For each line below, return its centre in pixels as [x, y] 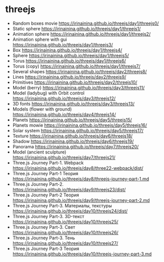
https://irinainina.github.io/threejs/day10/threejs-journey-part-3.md [82, 254]
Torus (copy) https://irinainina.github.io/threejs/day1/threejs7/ [76, 66]
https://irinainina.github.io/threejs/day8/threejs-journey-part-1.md [81, 179]
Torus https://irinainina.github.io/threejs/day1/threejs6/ [69, 61]
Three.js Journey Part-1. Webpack [48, 163]
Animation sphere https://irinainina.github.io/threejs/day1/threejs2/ [81, 34]
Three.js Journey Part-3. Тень [44, 238]
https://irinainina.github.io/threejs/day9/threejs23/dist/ [69, 189]
